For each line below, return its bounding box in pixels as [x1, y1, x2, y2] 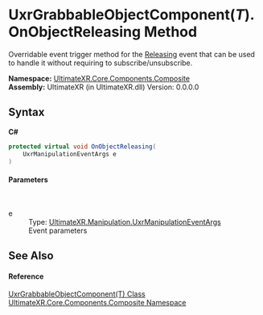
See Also [8, 248, 54, 263]
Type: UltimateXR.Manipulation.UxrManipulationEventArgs [28, 217, 221, 226]
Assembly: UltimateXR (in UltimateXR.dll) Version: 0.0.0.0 [8, 82, 199, 92]
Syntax [8, 106, 45, 119]
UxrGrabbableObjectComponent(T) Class [8, 289, 146, 299]
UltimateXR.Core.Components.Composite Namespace [8, 298, 187, 308]
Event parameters [28, 226, 88, 235]
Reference [8, 271, 44, 281]
